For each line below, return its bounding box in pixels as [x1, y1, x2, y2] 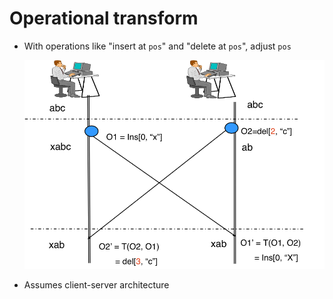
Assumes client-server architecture [23, 279, 170, 291]
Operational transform [9, 7, 199, 30]
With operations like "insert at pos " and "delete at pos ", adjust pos [23, 40, 292, 52]
